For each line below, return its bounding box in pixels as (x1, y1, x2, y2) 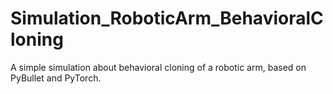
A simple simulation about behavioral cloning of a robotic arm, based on (10, 61, 307, 73)
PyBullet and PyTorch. (10, 72, 102, 84)
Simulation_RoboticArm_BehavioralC (10, 7, 324, 30)
